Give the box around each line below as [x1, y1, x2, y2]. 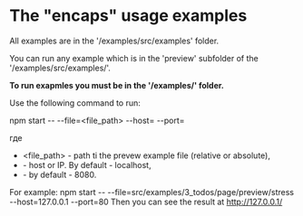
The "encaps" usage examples [9, 5, 248, 26]
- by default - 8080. [22, 169, 97, 180]
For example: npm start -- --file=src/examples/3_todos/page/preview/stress [9, 186, 295, 197]
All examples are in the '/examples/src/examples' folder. [9, 35, 220, 46]
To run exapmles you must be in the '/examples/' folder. [9, 80, 225, 90]
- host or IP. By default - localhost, [22, 159, 151, 170]
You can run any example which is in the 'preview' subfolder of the [9, 52, 259, 63]
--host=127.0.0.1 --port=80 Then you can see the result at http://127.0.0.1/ [9, 196, 283, 207]
